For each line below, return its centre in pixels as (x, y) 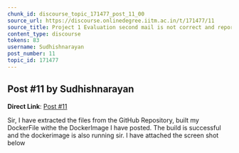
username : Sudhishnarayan (46, 47)
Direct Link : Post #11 (37, 106)
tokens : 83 (23, 41)
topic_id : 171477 (33, 60)
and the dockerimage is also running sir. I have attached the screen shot (113, 135)
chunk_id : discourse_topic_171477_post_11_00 (76, 14)
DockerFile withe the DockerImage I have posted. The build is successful (115, 127)
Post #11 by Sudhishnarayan (71, 89)
